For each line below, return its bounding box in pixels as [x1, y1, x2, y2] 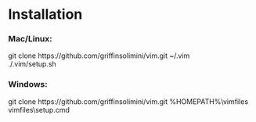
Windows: [8, 79, 49, 90]
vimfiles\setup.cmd [8, 105, 70, 114]
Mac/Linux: [8, 34, 52, 45]
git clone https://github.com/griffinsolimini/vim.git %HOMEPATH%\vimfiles [8, 96, 249, 106]
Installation [8, 5, 83, 23]
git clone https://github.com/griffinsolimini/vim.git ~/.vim [8, 51, 190, 60]
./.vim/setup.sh [8, 59, 56, 69]
